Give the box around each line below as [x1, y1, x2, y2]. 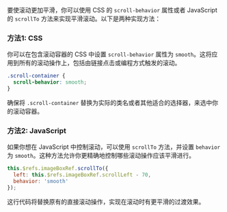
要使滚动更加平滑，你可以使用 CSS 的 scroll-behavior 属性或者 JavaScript [7, 6, 217, 14]
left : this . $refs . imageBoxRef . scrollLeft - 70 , [13, 172, 152, 178]
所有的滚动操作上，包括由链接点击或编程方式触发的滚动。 [18, 59, 181, 67]
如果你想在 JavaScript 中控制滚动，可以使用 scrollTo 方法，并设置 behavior [7, 143, 221, 151]
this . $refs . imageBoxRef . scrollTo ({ [7, 165, 109, 172]
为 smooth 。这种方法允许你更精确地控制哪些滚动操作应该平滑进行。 [7, 152, 195, 160]
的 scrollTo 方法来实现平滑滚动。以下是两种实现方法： [7, 14, 161, 23]
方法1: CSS [7, 33, 43, 43]
